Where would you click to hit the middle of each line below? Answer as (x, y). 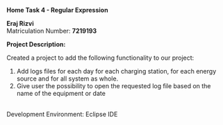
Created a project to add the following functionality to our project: (100, 58)
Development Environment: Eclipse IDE (62, 114)
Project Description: (36, 44)
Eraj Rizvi (20, 23)
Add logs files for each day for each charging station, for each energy (116, 71)
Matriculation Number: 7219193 (52, 31)
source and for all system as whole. (67, 78)
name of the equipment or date (61, 93)
